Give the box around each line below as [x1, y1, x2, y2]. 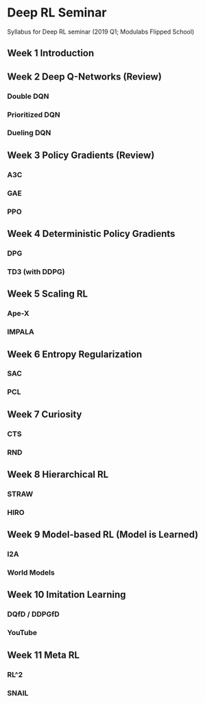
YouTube [7, 628, 38, 638]
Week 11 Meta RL [7, 649, 80, 660]
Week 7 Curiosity [7, 408, 82, 420]
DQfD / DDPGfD [7, 610, 60, 619]
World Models [7, 568, 55, 577]
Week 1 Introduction [7, 47, 95, 59]
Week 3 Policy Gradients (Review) [7, 149, 155, 161]
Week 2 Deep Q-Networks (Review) [7, 71, 162, 82]
